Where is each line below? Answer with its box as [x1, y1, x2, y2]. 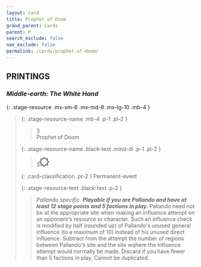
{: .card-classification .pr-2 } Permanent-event [21, 172, 137, 180]
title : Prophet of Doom [6, 16, 67, 22]
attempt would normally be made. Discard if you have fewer [36, 248, 186, 255]
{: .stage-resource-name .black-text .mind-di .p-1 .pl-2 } [21, 145, 162, 152]
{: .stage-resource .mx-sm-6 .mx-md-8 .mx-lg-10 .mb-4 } [6, 103, 150, 110]
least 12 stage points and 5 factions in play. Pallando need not [36, 202, 195, 209]
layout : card [6, 10, 39, 16]
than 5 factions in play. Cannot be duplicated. [36, 254, 150, 261]
